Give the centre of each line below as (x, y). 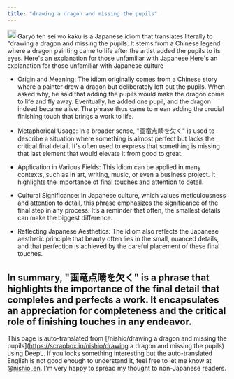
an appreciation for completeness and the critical (117, 311)
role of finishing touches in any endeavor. (100, 321)
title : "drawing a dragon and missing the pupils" (82, 14)
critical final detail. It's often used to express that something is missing (118, 146)
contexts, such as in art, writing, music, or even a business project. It (116, 175)
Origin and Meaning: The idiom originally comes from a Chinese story (117, 79)
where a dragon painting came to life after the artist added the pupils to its (114, 51)
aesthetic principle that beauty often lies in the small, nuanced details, (118, 239)
